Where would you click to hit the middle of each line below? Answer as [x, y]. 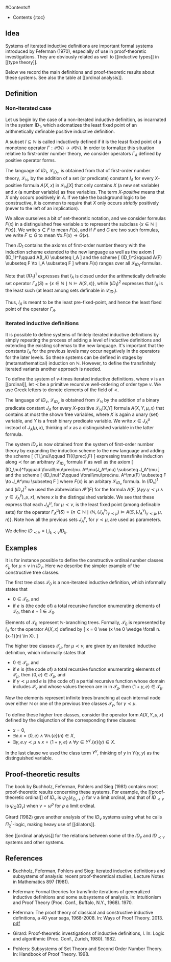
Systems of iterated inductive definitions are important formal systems [79, 46]
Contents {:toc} [29, 17]
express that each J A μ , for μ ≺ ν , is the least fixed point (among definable [83, 505]
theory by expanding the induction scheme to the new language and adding [85, 451]
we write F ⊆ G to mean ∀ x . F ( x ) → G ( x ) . [47, 235]
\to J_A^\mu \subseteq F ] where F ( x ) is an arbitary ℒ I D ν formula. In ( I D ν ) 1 [82, 482]
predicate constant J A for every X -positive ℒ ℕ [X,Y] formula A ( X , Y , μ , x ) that [85, 408]
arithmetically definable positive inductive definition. [60, 132]
